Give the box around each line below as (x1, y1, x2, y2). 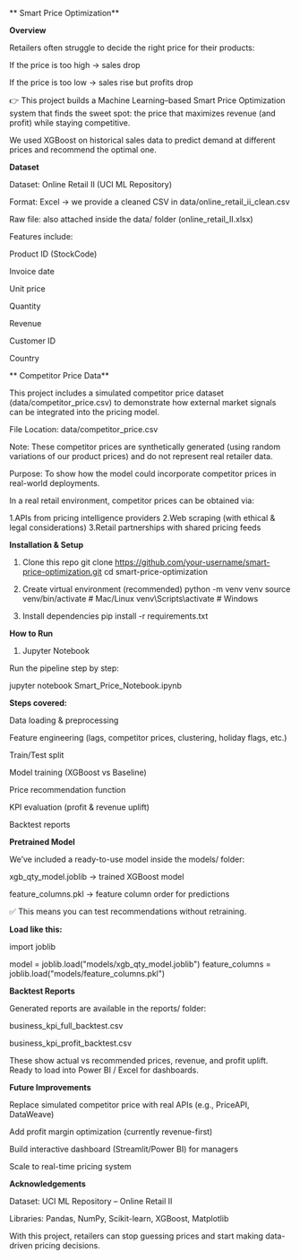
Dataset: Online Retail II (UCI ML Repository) (9, 179, 173, 189)
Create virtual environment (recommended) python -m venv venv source (21, 584, 291, 595)
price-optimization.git (21, 567, 103, 577)
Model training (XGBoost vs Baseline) (9, 767, 148, 778)
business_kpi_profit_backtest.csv (9, 1038, 133, 1048)
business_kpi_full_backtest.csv (9, 1021, 124, 1030)
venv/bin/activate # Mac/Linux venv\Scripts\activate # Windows (21, 594, 259, 604)
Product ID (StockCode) (9, 248, 98, 259)
